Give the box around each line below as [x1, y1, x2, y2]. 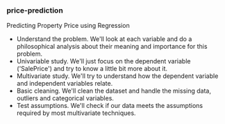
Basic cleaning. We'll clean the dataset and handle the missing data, [16, 86, 211, 95]
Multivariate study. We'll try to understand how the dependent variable [16, 72, 219, 80]
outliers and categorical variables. [16, 94, 114, 102]
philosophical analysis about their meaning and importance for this [16, 42, 208, 51]
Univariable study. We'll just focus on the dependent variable [16, 57, 191, 65]
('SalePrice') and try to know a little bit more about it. [16, 65, 168, 73]
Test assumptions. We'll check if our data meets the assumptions [16, 102, 203, 110]
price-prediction [6, 6, 63, 15]
